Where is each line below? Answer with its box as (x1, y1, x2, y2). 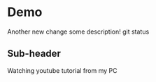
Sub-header (7, 48, 62, 60)
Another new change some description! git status (7, 27, 150, 36)
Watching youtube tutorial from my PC (7, 66, 118, 74)
